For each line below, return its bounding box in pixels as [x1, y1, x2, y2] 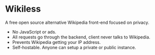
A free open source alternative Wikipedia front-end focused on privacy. [5, 19, 150, 25]
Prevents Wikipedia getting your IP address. [12, 39, 101, 45]
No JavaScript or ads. [12, 29, 56, 35]
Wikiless [5, 3, 41, 15]
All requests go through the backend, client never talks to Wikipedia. [12, 34, 151, 40]
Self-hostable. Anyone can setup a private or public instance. [12, 44, 136, 50]
